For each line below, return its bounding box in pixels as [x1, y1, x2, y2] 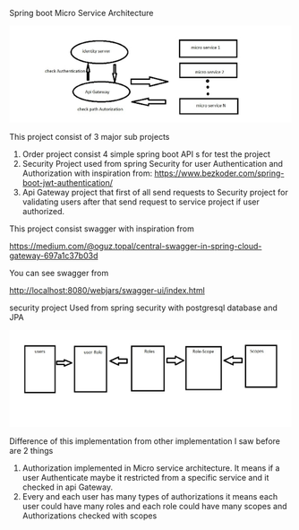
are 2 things [9, 445, 54, 456]
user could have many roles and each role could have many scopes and [21, 500, 288, 511]
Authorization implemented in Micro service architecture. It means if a [21, 462, 280, 474]
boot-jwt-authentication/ [21, 177, 114, 187]
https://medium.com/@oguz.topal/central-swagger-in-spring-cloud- [9, 240, 262, 251]
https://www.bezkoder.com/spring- [154, 168, 285, 178]
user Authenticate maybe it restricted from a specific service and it [21, 472, 269, 482]
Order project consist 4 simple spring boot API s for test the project [21, 148, 271, 160]
